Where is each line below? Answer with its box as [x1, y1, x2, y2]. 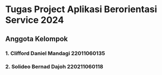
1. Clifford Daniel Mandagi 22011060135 [5, 50, 105, 57]
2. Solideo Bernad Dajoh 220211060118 [5, 63, 103, 70]
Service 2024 [5, 14, 64, 26]
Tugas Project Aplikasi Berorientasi [5, 4, 157, 15]
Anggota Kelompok [5, 34, 68, 43]
